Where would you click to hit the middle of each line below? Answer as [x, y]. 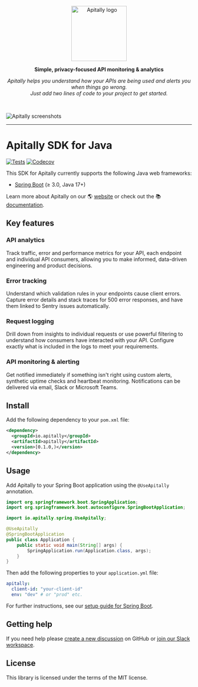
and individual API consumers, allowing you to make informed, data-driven [97, 259]
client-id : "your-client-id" [47, 589]
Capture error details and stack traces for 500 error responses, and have [95, 300]
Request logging [30, 321]
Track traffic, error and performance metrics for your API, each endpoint [94, 253]
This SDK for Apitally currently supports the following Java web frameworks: [99, 173]
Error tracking [27, 281]
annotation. [20, 491]
